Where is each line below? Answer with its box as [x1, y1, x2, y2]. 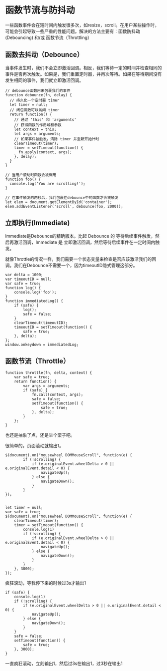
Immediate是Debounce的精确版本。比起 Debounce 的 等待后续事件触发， [5, 233, 156, 239]
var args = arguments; [23, 383, 70, 388]
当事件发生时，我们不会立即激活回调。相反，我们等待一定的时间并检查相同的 [5, 64, 162, 70]
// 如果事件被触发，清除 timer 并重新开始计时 [14, 136, 99, 141]
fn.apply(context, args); [18, 149, 72, 155]
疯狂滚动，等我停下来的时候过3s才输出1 [5, 580, 86, 586]
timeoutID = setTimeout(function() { [14, 325, 92, 330]
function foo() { [5, 177, 41, 182]
